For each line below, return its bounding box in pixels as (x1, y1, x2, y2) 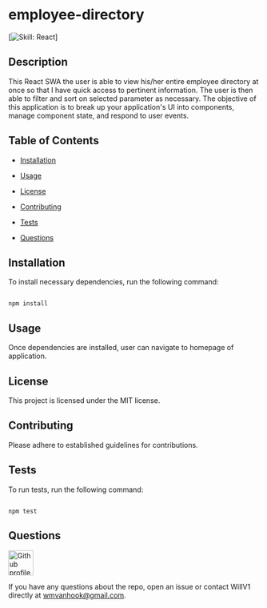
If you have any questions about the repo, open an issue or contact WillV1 (8, 582, 251, 592)
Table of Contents (8, 134, 100, 147)
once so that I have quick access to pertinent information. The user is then (8, 85, 253, 95)
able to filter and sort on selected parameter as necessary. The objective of (8, 94, 257, 103)
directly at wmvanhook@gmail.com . (8, 590, 126, 600)
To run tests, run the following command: (8, 485, 144, 494)
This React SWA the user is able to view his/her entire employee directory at (8, 76, 259, 86)
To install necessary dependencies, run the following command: (8, 277, 219, 287)
